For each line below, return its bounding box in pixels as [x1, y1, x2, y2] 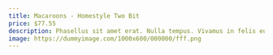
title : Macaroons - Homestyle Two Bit [8, 11, 140, 20]
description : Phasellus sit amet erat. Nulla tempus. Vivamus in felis [8, 27, 256, 35]
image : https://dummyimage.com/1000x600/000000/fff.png [8, 34, 201, 43]
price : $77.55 [8, 19, 57, 27]
